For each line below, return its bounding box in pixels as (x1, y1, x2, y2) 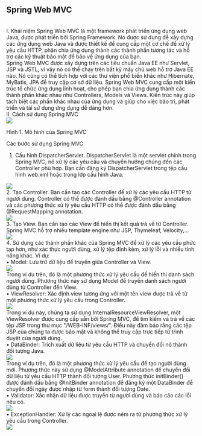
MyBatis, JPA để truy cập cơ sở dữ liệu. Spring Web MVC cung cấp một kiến (6, 78, 196, 86)
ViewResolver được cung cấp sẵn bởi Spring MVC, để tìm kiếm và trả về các (6, 315, 195, 322)
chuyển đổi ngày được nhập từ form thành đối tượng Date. (6, 385, 151, 393)
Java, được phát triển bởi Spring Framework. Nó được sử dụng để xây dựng (6, 33, 194, 41)
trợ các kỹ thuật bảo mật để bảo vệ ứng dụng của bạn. (6, 52, 142, 60)
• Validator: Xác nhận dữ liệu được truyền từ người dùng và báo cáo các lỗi (6, 391, 192, 399)
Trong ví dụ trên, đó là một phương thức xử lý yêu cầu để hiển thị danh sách (6, 271, 195, 278)
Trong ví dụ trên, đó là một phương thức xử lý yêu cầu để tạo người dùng (6, 359, 187, 367)
